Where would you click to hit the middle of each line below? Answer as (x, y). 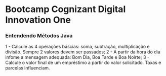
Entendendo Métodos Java (39, 36)
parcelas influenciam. (28, 68)
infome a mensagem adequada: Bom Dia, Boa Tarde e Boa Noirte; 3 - (77, 57)
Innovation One (38, 20)
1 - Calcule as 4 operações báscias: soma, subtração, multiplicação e (78, 47)
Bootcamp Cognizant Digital (66, 9)
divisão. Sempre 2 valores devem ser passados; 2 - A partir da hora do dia (83, 52)
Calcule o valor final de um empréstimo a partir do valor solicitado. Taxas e (83, 63)
